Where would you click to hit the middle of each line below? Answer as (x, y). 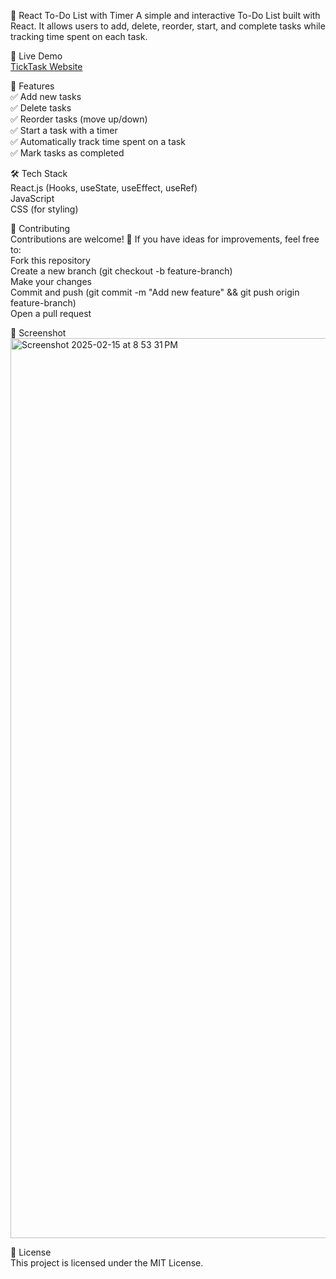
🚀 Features (32, 86)
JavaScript (32, 198)
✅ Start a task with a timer (64, 130)
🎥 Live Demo (36, 56)
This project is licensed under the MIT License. (107, 1263)
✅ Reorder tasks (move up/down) (79, 119)
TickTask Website (46, 66)
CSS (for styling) (44, 209)
